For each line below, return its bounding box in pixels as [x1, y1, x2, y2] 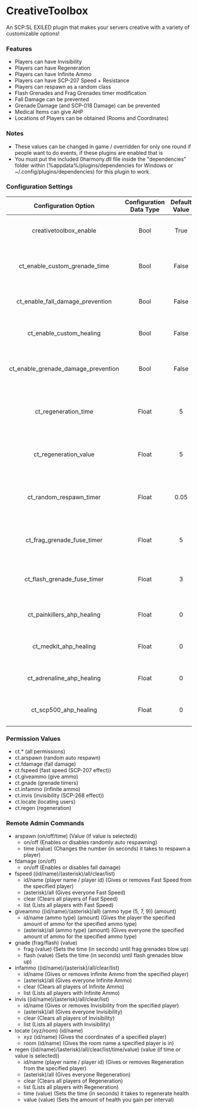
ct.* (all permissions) [14, 748, 66, 755]
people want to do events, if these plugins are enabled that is [14, 149, 163, 156]
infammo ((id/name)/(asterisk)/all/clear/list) [14, 964, 120, 971]
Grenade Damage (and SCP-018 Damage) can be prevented [14, 102, 160, 109]
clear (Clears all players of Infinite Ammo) [23, 983, 125, 990]
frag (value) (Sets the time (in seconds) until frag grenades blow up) [23, 945, 189, 952]
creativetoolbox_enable [31, 226, 97, 235]
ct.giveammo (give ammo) [14, 773, 78, 780]
